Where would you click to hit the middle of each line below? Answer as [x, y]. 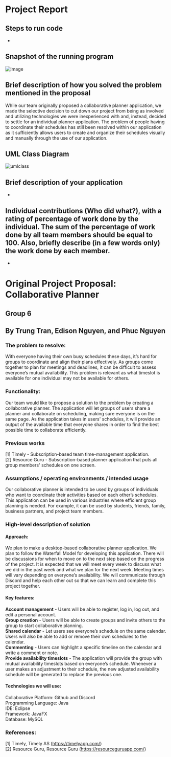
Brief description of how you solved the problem [84, 85]
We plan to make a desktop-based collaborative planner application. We [81, 548]
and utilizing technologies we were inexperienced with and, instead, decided [86, 116]
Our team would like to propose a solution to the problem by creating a [80, 403]
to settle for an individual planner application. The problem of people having [85, 122]
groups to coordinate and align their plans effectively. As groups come [79, 362]
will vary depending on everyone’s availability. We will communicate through [86, 575]
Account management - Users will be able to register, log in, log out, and [82, 609]
